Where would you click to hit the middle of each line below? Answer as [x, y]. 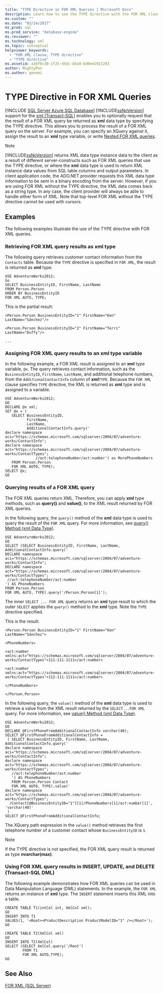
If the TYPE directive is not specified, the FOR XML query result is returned [80, 849]
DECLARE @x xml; [21, 407]
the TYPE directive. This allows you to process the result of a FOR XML [76, 126]
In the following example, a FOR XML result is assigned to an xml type [75, 364]
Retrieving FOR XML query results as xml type [60, 246]
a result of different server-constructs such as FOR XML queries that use [78, 160]
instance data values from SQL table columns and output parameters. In [77, 170]
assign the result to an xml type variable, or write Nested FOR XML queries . [81, 136]
